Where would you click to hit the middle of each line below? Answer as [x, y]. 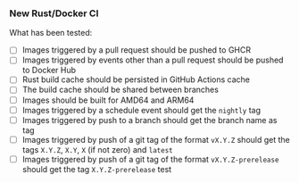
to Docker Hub [49, 71]
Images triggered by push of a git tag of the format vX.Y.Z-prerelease [150, 159]
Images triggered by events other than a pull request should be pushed [153, 60]
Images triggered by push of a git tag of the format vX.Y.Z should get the [156, 139]
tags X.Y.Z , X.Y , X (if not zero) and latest [97, 149]
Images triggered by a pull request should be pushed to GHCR [137, 50]
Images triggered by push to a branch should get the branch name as [149, 120]
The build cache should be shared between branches [120, 90]
